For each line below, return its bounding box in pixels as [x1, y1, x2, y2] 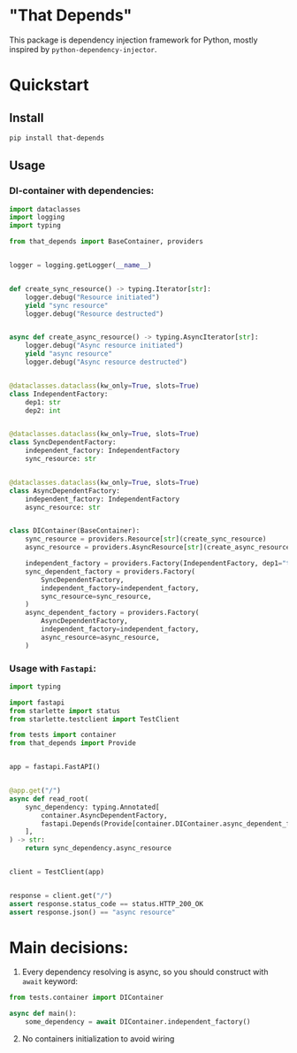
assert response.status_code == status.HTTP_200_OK [9, 899, 203, 908]
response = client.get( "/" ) [9, 891, 113, 900]
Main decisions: [9, 937, 129, 957]
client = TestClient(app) [9, 868, 104, 877]
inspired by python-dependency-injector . [9, 43, 157, 54]
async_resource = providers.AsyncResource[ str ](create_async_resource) [25, 543, 294, 552]
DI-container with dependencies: [9, 185, 155, 197]
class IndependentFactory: [9, 389, 109, 398]
